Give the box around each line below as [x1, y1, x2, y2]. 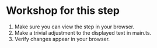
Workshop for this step [6, 4, 120, 17]
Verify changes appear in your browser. [14, 35, 110, 42]
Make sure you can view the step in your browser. [14, 23, 135, 30]
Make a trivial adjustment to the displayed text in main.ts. [14, 29, 152, 36]
